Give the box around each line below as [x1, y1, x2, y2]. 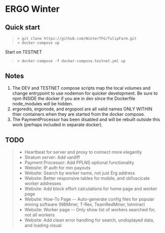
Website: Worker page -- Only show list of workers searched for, [24, 206, 156, 212]
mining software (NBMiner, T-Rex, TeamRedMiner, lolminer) [24, 201, 145, 207]
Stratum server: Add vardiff [24, 154, 80, 160]
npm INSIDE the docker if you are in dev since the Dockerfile [12, 95, 135, 101]
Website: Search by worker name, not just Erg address [24, 170, 135, 176]
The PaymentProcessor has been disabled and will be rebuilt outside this [12, 116, 160, 122]
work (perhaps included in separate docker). [12, 122, 103, 128]
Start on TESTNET [5, 49, 42, 55]
